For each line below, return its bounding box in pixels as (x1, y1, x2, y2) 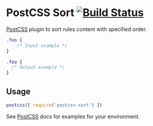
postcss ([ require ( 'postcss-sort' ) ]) (6, 102, 102, 108)
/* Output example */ (11, 64, 65, 71)
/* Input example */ (17, 42, 68, 49)
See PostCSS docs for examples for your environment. (6, 113, 140, 120)
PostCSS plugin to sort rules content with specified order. (6, 26, 147, 33)
